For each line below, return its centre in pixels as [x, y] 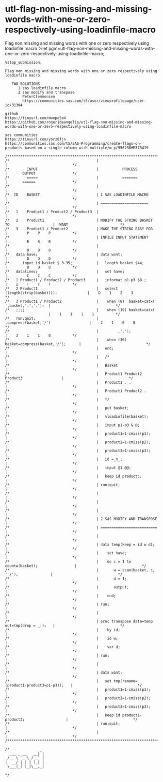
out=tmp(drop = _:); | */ [65, 626]
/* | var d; [63, 647]
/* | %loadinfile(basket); [77, 416]
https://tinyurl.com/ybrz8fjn [36, 139]
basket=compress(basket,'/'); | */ [78, 344]
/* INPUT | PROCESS [71, 169]
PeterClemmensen [39, 97]
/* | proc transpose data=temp [79, 621]
